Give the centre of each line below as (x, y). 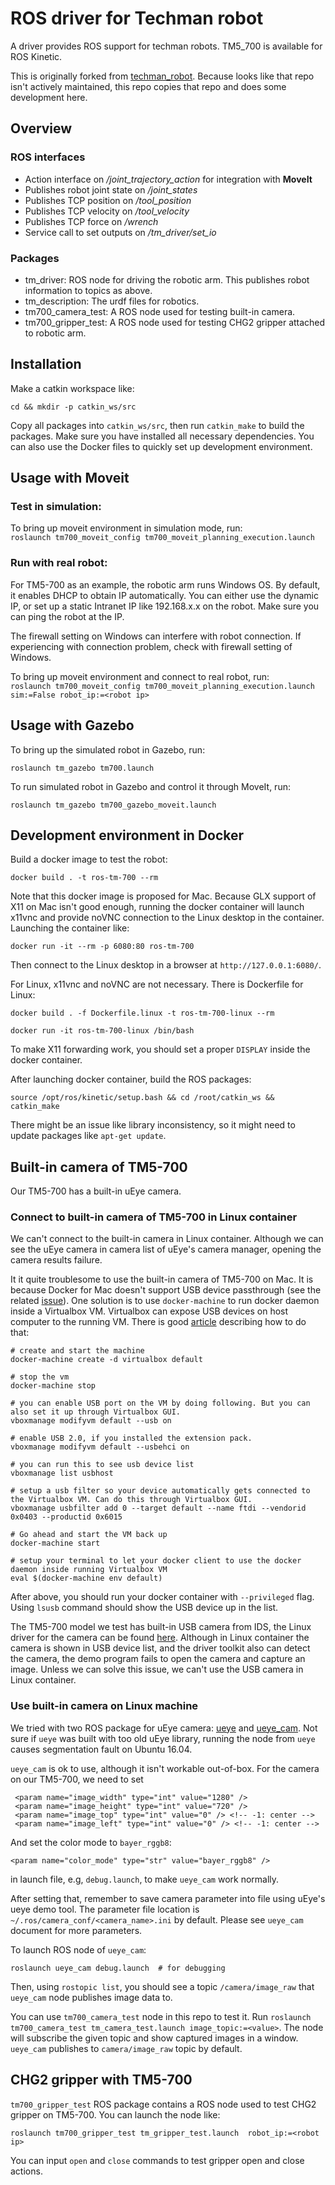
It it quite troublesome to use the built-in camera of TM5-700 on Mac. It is (162, 1279)
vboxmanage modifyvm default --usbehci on (100, 1447)
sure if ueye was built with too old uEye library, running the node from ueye (163, 1738)
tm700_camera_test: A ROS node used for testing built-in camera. (160, 311)
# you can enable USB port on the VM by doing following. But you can (160, 1403)
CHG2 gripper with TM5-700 (101, 2080)
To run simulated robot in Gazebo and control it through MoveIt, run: (150, 786)
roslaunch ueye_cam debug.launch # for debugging (118, 1968)
